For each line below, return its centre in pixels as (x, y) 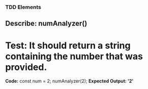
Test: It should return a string (68, 46)
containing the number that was (74, 56)
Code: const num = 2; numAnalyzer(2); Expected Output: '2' (69, 81)
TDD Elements (23, 7)
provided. (26, 67)
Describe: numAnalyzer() (46, 24)
